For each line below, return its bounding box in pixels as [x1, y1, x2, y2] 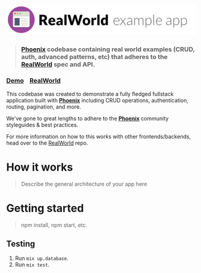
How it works [6, 160, 73, 174]
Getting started [6, 201, 84, 215]
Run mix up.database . [14, 255, 69, 262]
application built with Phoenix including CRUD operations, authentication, [6, 96, 188, 104]
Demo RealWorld [6, 77, 61, 85]
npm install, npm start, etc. [20, 221, 87, 228]
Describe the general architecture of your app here [20, 180, 147, 187]
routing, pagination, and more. [6, 103, 81, 110]
